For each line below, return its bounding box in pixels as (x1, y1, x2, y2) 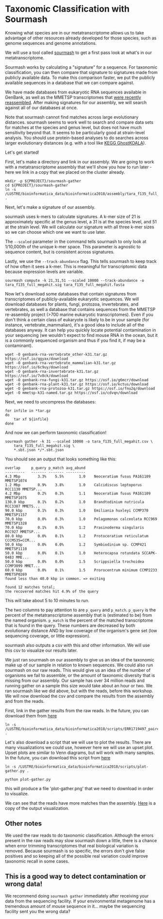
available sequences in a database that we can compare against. (5, 79, 134, 86)
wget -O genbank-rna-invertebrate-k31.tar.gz (5, 369, 98, 374)
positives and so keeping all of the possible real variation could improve (5, 853, 148, 859)
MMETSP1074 (5, 478, 27, 483)
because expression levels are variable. (5, 269, 84, 275)
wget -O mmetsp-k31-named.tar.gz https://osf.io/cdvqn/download (5, 390, 138, 395)
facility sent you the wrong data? (5, 908, 70, 914)
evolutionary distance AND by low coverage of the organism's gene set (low (5, 627, 158, 633)
